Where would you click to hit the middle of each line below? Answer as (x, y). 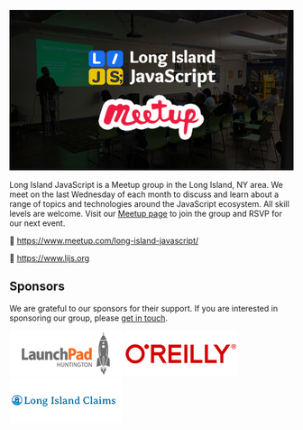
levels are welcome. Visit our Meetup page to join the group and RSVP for (146, 213)
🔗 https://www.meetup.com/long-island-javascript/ (104, 240)
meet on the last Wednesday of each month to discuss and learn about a (144, 194)
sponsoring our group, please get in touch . (89, 318)
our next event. (37, 223)
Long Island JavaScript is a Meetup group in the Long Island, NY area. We (147, 184)
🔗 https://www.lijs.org (50, 257)
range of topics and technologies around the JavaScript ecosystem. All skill (150, 203)
